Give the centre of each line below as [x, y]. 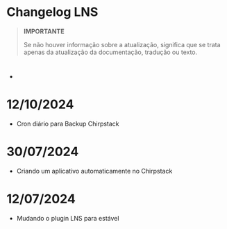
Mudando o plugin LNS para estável [68, 218]
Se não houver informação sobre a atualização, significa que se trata [122, 44]
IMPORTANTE [44, 31]
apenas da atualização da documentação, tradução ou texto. [110, 52]
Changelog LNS [52, 12]
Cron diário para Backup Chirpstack [68, 124]
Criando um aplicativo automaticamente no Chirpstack [94, 171]
